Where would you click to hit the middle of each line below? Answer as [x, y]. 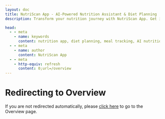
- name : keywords [32, 37]
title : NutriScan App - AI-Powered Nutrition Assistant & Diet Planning [81, 14]
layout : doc [17, 10]
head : [11, 27]
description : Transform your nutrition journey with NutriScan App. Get [81, 19]
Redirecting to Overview [56, 93]
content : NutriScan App [42, 55]
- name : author [29, 50]
